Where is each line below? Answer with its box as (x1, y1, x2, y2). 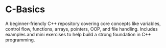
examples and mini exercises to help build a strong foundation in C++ (5, 31, 151, 37)
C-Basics (5, 4, 45, 15)
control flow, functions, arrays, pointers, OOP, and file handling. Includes (5, 26, 158, 32)
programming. (5, 37, 35, 43)
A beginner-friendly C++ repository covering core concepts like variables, (5, 20, 161, 27)
